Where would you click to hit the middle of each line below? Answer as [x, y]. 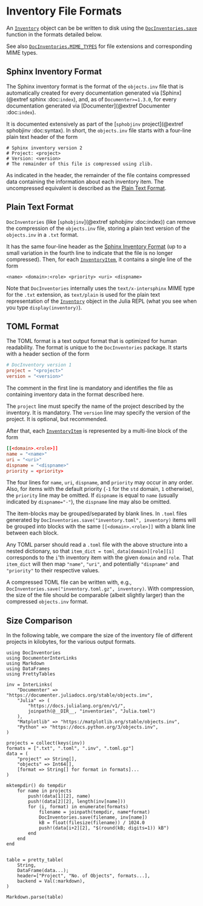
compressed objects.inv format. [47, 601]
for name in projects [44, 791]
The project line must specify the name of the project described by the [95, 406]
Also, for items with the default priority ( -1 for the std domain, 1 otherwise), [100, 489]
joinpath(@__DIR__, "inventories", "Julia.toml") [92, 711]
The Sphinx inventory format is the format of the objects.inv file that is [95, 86]
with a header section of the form [48, 354]
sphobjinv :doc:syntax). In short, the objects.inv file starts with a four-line [99, 130]
